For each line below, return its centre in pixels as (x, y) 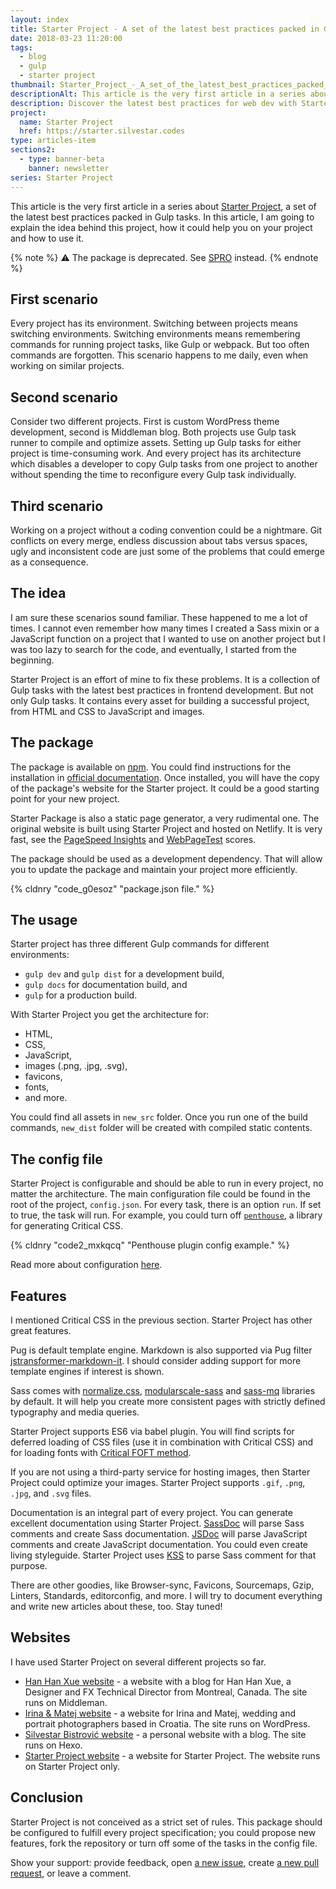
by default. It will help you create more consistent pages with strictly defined (168, 1401)
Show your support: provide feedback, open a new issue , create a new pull (165, 1862)
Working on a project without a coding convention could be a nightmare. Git (166, 530)
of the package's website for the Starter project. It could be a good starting (165, 788)
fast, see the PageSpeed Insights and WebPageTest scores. (133, 839)
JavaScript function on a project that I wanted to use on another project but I (168, 638)
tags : (21, 47)
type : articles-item (53, 141)
